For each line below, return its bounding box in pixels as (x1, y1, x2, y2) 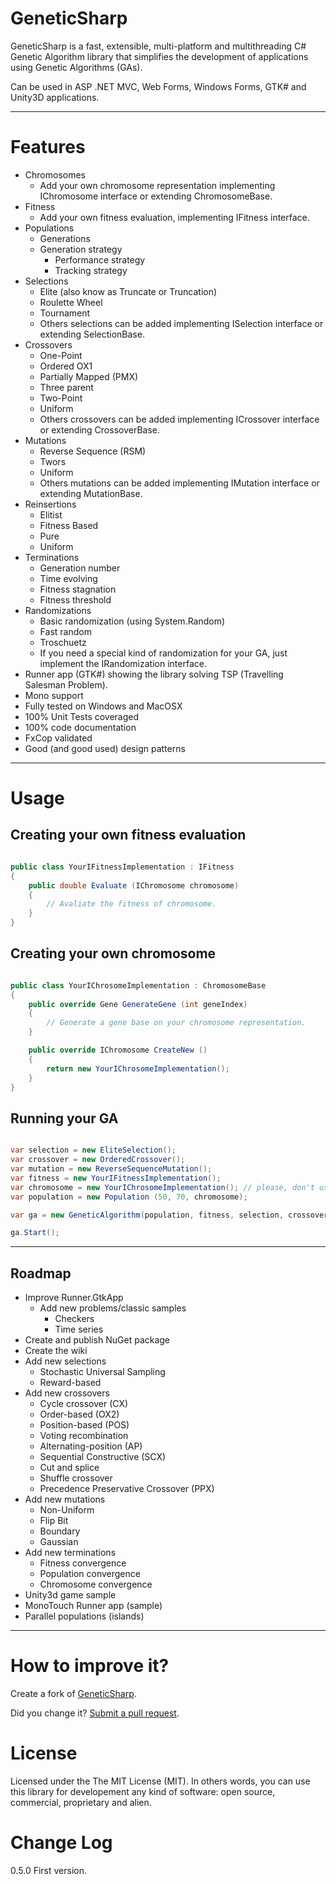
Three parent (39, 381, 94, 393)
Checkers (54, 1313, 95, 1325)
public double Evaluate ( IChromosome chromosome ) (28, 880, 240, 891)
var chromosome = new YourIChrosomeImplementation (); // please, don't (10, 1182, 315, 1192)
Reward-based (39, 1377, 102, 1389)
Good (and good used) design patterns (24, 742, 186, 754)
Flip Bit (39, 1515, 69, 1527)
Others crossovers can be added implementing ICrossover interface (39, 413, 320, 425)
